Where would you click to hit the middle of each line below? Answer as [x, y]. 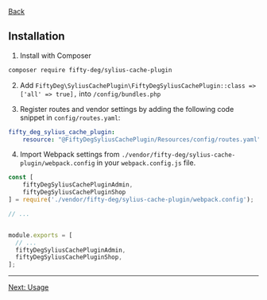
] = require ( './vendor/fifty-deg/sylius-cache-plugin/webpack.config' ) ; [131, 200]
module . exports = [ [41, 235]
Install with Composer [55, 56]
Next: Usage [29, 287]
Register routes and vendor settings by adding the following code [127, 109]
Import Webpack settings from [70, 155]
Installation [37, 36]
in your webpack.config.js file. [146, 163]
